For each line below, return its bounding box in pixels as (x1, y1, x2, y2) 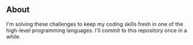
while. (6, 33, 21, 40)
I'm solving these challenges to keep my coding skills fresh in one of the (6, 20, 183, 27)
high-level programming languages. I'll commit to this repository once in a (6, 27, 188, 34)
